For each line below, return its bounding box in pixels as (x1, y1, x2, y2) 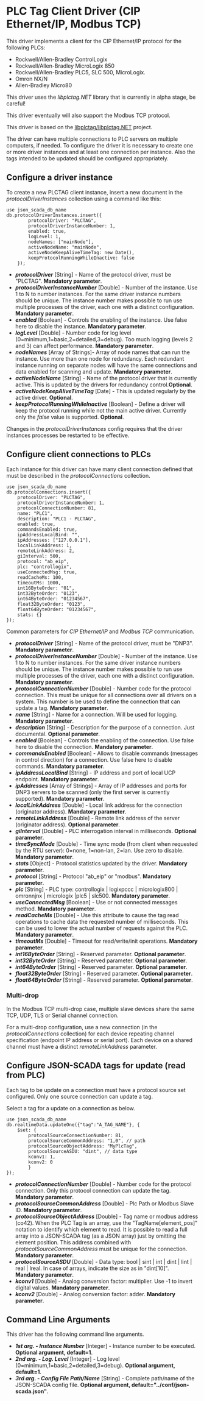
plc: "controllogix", (17, 564, 72, 570)
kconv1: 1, (28, 1154, 56, 1160)
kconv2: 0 (28, 1159, 53, 1165)
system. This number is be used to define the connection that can (15, 698, 181, 705)
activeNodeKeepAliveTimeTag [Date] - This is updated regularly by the (15, 387, 196, 394)
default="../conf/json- (131, 1381, 189, 1389)
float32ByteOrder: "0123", (17, 601, 86, 607)
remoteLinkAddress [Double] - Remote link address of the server (15, 814, 180, 821)
